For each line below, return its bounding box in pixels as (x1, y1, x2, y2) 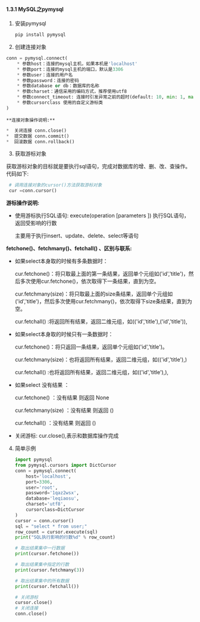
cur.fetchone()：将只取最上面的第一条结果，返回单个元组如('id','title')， (14, 270, 189, 278)
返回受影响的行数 (14, 220, 57, 227)
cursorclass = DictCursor (26, 507, 85, 513)
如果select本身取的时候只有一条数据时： (14, 331, 114, 338)
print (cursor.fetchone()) (14, 551, 79, 557)
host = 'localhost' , (26, 473, 71, 479)
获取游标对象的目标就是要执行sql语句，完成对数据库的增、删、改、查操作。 (6, 163, 191, 170)
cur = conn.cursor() (8, 188, 58, 194)
